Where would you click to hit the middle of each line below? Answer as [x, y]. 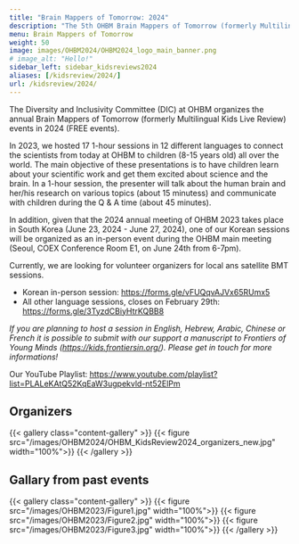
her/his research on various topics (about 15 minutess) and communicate [143, 193]
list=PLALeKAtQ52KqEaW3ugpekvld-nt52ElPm [95, 383]
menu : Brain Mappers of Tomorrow [71, 34]
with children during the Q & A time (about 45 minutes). [110, 202]
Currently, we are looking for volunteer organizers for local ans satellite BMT [149, 265]
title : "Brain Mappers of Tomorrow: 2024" [89, 17]
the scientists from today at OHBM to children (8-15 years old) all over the [144, 155]
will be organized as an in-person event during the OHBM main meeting [141, 238]
